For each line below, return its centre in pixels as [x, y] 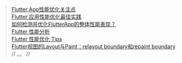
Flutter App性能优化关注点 [43, 9]
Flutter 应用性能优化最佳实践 [46, 17]
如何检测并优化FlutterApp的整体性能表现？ [63, 24]
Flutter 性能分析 [31, 31]
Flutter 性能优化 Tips [37, 39]
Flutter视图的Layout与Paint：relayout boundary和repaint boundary [93, 46]
